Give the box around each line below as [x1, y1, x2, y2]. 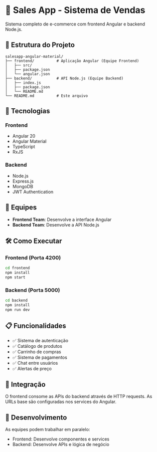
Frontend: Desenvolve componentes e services [12, 436, 110, 442]
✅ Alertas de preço [12, 365, 52, 371]
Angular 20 [12, 133, 36, 139]
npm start [5, 274, 26, 280]
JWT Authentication [12, 189, 54, 195]
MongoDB [12, 183, 33, 189]
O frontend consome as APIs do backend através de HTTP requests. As [5, 394, 153, 400]
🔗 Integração [5, 380, 46, 389]
